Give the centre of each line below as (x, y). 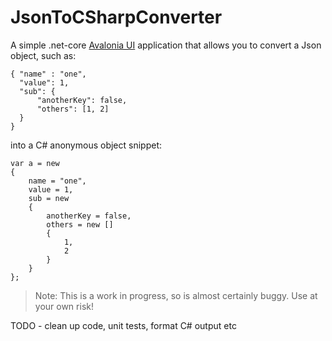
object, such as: (43, 55)
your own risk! (64, 306)
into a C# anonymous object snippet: (86, 145)
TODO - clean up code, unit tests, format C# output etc (123, 325)
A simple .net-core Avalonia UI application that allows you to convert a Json (166, 45)
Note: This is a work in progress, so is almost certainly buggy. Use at (176, 295)
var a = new (35, 163)
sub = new (49, 198)
